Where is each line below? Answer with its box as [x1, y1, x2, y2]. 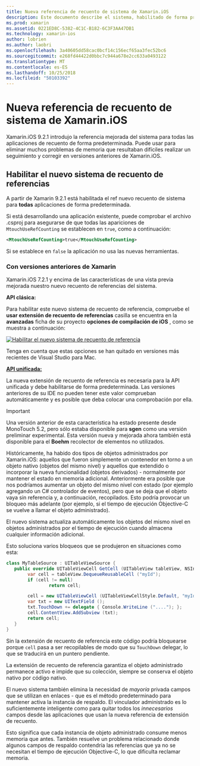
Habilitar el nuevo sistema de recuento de [6, 169, 164, 179]
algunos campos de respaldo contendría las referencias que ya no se [6, 742, 176, 749]
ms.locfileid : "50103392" [6, 75, 70, 81]
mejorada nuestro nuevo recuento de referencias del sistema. [6, 283, 157, 290]
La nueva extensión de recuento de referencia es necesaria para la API [6, 377, 180, 384]
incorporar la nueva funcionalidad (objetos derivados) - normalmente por [6, 469, 186, 476]
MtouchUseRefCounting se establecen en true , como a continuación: [6, 225, 171, 232]
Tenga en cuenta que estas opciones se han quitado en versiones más [6, 348, 180, 355]
